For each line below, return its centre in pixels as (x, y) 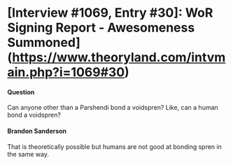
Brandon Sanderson (37, 131)
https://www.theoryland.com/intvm (119, 58)
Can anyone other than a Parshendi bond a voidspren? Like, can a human (113, 108)
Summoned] (44, 43)
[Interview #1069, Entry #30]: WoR (110, 13)
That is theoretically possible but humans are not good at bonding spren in (114, 146)
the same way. (28, 154)
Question (21, 92)
